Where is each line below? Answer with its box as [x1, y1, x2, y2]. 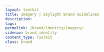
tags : [5, 21, 16, 26]
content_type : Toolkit [5, 35, 52, 40]
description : [5, 16, 32, 21]
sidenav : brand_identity [5, 30, 57, 35]
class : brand [5, 40, 32, 45]
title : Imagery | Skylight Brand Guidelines [5, 12, 99, 17]
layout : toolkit [5, 7, 39, 12]
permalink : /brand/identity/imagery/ [5, 26, 84, 31]
